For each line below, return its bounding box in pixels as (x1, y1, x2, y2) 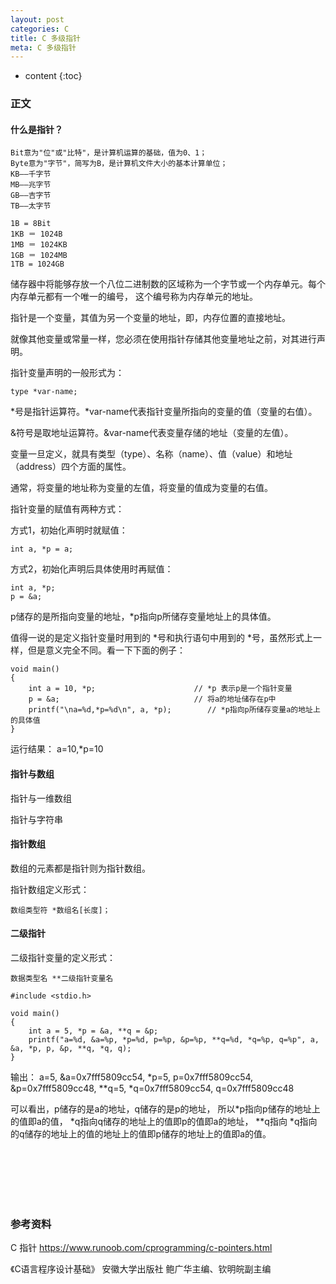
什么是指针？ (10, 123, 63, 135)
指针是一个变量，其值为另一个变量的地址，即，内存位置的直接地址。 (10, 312, 291, 324)
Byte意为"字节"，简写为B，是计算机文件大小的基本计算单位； (10, 159, 228, 169)
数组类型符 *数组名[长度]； (10, 905, 111, 915)
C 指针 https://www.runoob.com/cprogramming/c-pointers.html (10, 1242, 273, 1254)
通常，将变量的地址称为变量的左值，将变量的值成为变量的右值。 (10, 482, 273, 494)
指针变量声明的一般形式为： (10, 367, 125, 379)
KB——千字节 (10, 169, 52, 180)
